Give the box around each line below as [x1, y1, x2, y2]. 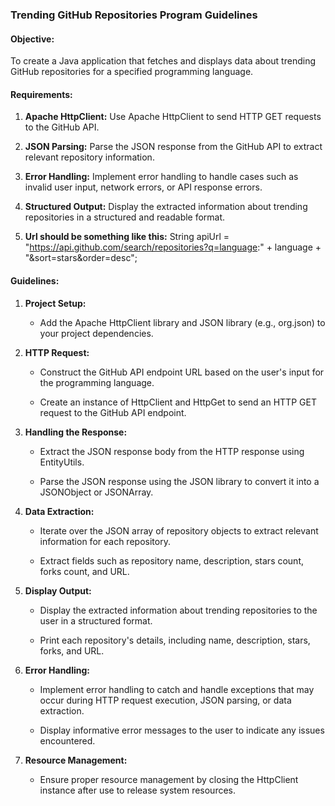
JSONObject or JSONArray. [39, 486, 154, 498]
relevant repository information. [24, 151, 155, 163]
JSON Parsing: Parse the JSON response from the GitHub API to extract [24, 141, 323, 153]
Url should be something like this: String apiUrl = [24, 231, 230, 243]
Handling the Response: [24, 426, 128, 438]
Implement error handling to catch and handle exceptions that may [39, 683, 315, 695]
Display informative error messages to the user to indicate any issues [39, 724, 325, 736]
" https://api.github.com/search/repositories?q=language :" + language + [24, 241, 322, 253]
